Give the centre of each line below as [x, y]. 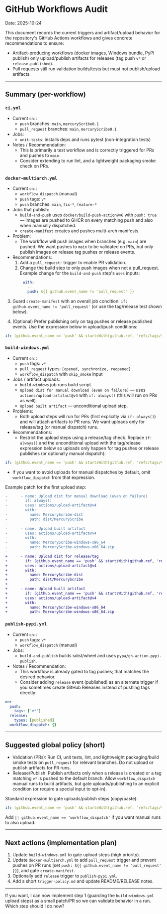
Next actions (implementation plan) [61, 842]
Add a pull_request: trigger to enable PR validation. [73, 262]
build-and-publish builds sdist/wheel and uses [68, 655]
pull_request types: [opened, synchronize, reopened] [75, 369]
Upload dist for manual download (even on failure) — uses [83, 390]
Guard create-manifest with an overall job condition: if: [70, 301]
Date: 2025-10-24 [24, 23]
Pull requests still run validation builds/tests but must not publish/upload [86, 69]
